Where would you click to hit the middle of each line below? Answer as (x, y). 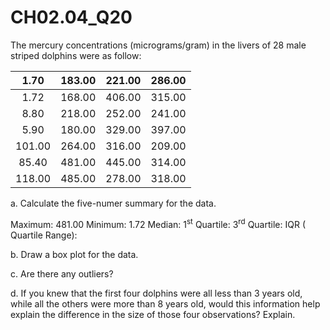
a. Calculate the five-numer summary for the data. (113, 203)
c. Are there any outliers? (62, 273)
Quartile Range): (44, 235)
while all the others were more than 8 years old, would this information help (165, 303)
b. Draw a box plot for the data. (74, 254)
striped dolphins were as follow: (76, 55)
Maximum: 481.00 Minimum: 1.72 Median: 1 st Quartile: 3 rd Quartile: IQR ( (158, 223)
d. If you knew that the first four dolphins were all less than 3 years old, (156, 293)
